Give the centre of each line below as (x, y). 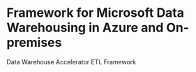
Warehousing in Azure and (85, 28)
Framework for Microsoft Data (95, 13)
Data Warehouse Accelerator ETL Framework (71, 62)
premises (34, 43)
